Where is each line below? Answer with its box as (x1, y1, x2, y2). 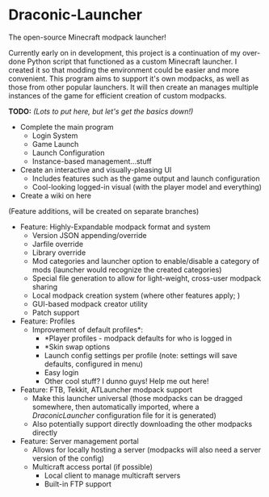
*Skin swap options (44, 341, 111, 352)
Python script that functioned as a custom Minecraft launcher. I (27, 56, 237, 66)
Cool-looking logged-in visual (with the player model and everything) (32, 182, 263, 191)
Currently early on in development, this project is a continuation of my (8, 48, 241, 57)
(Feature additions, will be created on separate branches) (8, 206, 200, 215)
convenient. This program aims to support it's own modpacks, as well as (8, 73, 250, 83)
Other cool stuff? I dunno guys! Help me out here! (44, 376, 209, 386)
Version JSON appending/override (32, 230, 147, 240)
